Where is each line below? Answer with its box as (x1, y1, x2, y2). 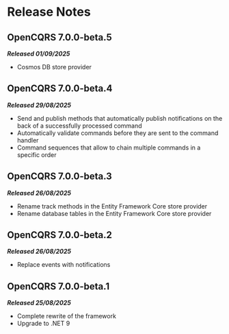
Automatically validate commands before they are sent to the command (16, 128, 219, 137)
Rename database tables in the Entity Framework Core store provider (16, 209, 212, 217)
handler (16, 136, 39, 144)
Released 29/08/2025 (7, 101, 72, 109)
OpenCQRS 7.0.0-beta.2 (7, 229, 113, 241)
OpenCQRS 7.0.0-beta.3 (7, 171, 113, 182)
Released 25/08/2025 (7, 299, 72, 307)
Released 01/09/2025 (7, 49, 70, 58)
